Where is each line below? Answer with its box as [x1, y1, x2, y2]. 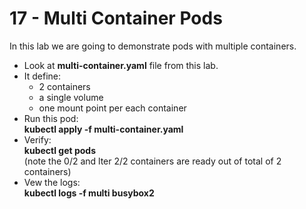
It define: [23, 70, 62, 82]
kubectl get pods [23, 144, 97, 156]
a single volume [38, 91, 104, 103]
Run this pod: [23, 112, 79, 124]
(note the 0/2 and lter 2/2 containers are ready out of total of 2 [23, 155, 282, 167]
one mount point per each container [38, 102, 187, 114]
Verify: [23, 133, 52, 146]
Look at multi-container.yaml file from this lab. [23, 59, 219, 71]
